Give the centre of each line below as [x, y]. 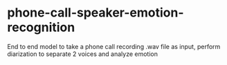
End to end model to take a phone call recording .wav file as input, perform [114, 46]
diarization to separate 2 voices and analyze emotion [82, 54]
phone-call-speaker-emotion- [96, 13]
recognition [41, 27]
